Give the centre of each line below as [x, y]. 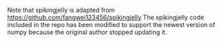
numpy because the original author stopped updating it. [87, 32]
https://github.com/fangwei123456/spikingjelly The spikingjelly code [106, 17]
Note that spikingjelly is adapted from [61, 10]
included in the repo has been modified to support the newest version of [111, 25]
